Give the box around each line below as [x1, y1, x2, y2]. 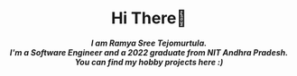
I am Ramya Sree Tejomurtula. [90, 38, 208, 48]
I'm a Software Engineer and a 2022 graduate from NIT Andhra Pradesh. [9, 46, 289, 57]
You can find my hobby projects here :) [74, 56, 224, 67]
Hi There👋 [111, 8, 187, 29]
